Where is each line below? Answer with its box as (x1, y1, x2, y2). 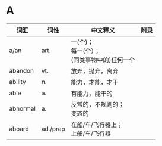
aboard (9, 125, 30, 133)
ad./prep (41, 125, 65, 133)
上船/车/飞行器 (71, 129, 112, 138)
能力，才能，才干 (71, 78, 119, 86)
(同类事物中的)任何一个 (71, 55, 135, 64)
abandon (9, 66, 34, 74)
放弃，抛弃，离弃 (71, 67, 119, 75)
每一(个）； (71, 46, 100, 55)
